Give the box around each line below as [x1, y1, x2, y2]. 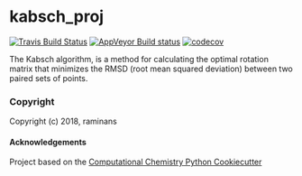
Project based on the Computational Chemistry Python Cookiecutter [9, 156, 262, 168]
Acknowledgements [9, 136, 87, 147]
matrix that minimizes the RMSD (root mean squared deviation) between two [9, 63, 293, 74]
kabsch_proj [9, 6, 105, 27]
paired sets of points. [9, 72, 88, 83]
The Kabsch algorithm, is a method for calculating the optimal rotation [9, 53, 269, 64]
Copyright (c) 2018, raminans [9, 116, 117, 127]
